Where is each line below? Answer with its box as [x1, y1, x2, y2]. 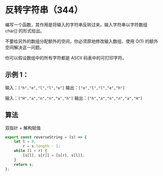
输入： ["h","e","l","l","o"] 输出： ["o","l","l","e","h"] [5, 85, 125, 90]
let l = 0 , [14, 139, 36, 144]
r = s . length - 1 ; [23, 144, 61, 149]
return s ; [14, 162, 34, 167]
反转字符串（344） [5, 4, 83, 16]
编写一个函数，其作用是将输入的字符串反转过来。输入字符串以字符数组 [5, 22, 148, 28]
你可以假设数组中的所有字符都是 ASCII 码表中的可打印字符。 [5, 55, 127, 60]
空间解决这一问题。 [5, 44, 44, 50]
